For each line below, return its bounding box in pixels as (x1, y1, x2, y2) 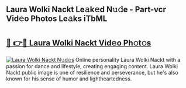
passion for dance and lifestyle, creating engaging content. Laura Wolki (6, 63, 178, 69)
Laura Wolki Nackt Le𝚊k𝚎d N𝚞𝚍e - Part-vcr (6, 5, 167, 15)
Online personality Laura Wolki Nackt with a (75, 57, 181, 63)
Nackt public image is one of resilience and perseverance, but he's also (6, 69, 178, 76)
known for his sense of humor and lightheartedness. (6, 75, 132, 82)
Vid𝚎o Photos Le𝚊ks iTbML (6, 14, 108, 24)
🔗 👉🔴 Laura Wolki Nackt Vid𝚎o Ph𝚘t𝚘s (6, 38, 151, 48)
